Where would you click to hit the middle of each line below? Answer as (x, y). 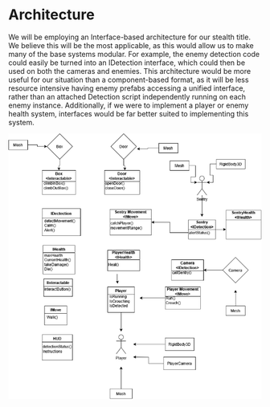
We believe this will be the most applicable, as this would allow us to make (131, 45)
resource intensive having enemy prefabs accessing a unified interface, (127, 88)
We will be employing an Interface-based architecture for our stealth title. (130, 37)
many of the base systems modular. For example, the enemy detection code (134, 54)
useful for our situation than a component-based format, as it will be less (129, 79)
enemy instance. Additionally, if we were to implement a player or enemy (129, 105)
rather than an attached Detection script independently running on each (127, 96)
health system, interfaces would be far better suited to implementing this (129, 113)
